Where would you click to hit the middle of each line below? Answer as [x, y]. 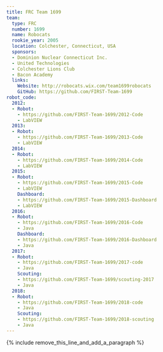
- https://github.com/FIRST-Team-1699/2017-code [80, 263]
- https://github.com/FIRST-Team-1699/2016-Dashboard [87, 239]
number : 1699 [28, 29]
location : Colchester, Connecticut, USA [64, 47]
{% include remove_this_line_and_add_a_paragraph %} [75, 342]
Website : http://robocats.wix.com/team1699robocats [84, 86]
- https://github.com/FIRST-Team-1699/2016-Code [80, 223]
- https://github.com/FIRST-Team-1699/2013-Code [80, 137]
